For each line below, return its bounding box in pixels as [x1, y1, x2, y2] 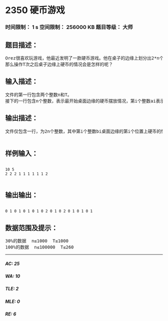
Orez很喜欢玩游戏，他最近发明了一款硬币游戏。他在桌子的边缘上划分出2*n [5, 55, 159, 61]
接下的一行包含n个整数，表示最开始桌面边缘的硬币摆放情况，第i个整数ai [5, 98, 156, 104]
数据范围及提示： [5, 223, 58, 232]
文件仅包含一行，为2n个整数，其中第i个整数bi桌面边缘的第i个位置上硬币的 [5, 128, 161, 134]
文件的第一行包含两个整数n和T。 [5, 92, 72, 98]
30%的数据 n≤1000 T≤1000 [5, 238, 69, 243]
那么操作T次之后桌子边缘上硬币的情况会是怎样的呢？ [5, 61, 113, 67]
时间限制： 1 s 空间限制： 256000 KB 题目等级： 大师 [5, 24, 133, 31]
